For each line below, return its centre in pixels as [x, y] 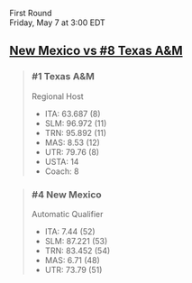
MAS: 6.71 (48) [73, 260]
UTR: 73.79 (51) [73, 269]
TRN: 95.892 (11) [75, 132]
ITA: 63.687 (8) [73, 114]
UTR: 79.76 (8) [72, 151]
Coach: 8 [62, 171]
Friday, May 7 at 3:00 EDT [57, 23]
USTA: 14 [62, 161]
